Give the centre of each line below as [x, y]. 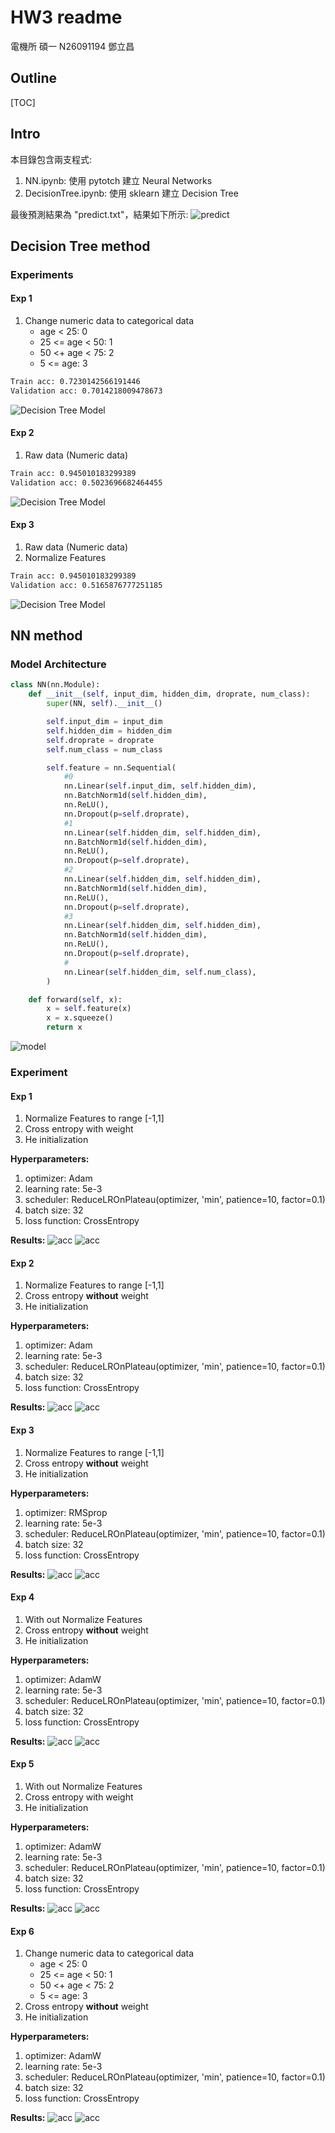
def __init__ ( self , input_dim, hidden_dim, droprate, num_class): [169, 694]
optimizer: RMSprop [66, 1512]
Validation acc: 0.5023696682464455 [86, 482]
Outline [33, 78]
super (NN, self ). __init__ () [104, 704]
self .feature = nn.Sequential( [111, 767]
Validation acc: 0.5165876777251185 [86, 585]
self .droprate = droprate [100, 740]
